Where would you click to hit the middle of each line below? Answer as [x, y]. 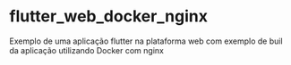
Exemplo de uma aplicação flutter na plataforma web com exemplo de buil [146, 41]
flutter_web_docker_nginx [109, 16]
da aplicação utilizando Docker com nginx [86, 50]
